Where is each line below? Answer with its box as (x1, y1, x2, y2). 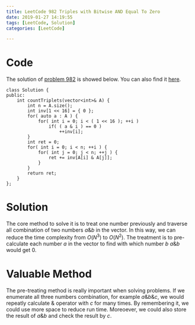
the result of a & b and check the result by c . (6, 312, 112, 319)
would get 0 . (6, 246, 37, 253)
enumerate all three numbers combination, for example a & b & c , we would (6, 293, 184, 300)
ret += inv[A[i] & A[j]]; (48, 155, 113, 161)
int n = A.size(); (27, 103, 73, 109)
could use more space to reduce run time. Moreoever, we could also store (6, 305, 187, 313)
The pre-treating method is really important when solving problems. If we (6, 286, 185, 294)
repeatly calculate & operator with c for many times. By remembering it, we (6, 299, 189, 307)
